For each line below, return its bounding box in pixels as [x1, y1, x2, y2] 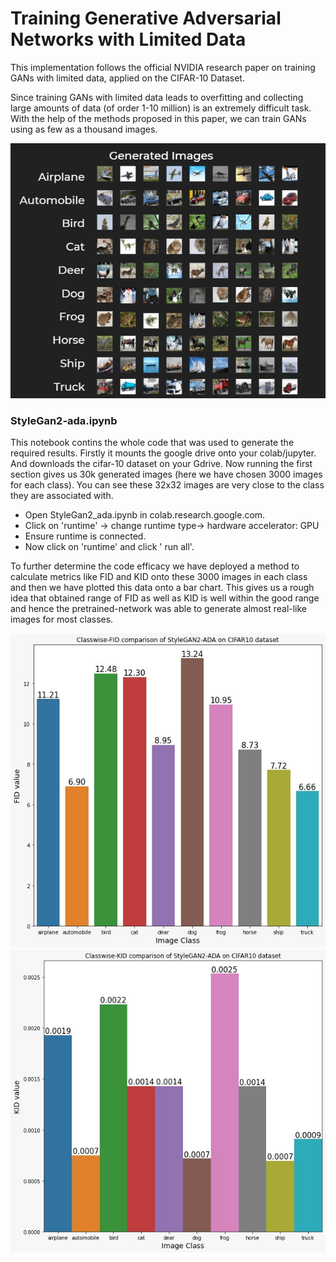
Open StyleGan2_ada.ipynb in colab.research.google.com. [24, 509, 266, 521]
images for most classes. [10, 613, 114, 626]
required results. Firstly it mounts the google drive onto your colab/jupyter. [10, 447, 317, 459]
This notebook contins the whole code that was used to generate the [10, 437, 295, 449]
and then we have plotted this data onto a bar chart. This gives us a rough [10, 582, 315, 594]
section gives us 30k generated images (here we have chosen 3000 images [10, 468, 323, 481]
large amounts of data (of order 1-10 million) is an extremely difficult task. [10, 102, 312, 114]
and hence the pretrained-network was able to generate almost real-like [10, 603, 308, 615]
